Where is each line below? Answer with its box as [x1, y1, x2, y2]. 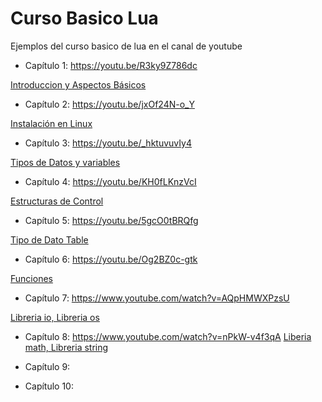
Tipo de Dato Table [10, 233, 89, 246]
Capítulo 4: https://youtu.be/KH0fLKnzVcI [24, 175, 197, 187]
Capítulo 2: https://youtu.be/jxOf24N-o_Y [24, 98, 195, 110]
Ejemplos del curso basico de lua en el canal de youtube [10, 40, 243, 52]
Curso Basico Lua [10, 7, 159, 30]
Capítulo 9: [24, 360, 71, 372]
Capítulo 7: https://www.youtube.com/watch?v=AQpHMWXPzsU [24, 292, 290, 304]
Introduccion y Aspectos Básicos [10, 78, 147, 91]
